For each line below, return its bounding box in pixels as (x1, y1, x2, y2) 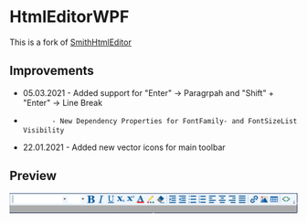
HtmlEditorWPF (9, 6, 130, 27)
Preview (9, 168, 58, 184)
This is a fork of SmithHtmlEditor (9, 37, 132, 48)
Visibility (22, 125, 65, 134)
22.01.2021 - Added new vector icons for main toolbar (22, 142, 226, 153)
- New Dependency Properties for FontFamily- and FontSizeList (51, 116, 298, 125)
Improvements (9, 63, 94, 79)
